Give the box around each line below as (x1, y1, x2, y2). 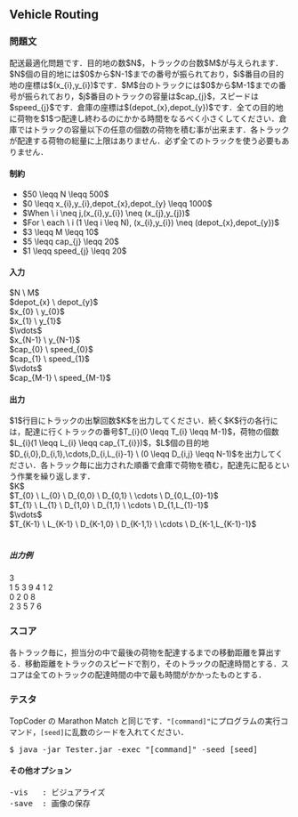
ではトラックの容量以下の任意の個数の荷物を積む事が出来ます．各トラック (16, 124, 290, 134)
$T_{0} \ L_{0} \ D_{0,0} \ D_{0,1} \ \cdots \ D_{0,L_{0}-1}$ (9, 490, 220, 501)
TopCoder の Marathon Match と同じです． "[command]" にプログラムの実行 (9, 716, 281, 726)
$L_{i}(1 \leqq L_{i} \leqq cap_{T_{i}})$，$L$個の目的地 (9, 438, 210, 449)
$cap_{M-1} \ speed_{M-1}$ (9, 373, 111, 384)
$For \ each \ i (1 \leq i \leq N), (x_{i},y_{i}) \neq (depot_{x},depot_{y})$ (21, 217, 280, 228)
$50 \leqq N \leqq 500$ (21, 189, 109, 199)
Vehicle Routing (9, 7, 100, 22)
